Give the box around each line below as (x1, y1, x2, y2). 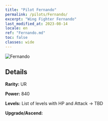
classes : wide (5, 40, 35, 45)
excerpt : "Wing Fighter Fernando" (5, 16, 77, 21)
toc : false (5, 35, 28, 40)
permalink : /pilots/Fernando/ (5, 12, 68, 17)
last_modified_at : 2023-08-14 (5, 21, 68, 26)
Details (5, 68, 27, 76)
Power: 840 (5, 91, 30, 97)
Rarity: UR (5, 81, 27, 87)
